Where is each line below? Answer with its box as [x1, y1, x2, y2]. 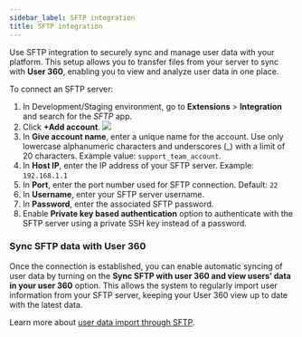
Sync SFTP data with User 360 [9, 240, 146, 253]
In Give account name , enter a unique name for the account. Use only [22, 130, 284, 141]
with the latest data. [9, 299, 83, 310]
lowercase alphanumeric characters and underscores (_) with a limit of [22, 140, 286, 151]
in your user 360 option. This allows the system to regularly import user [9, 280, 278, 291]
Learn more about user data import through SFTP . [9, 316, 195, 327]
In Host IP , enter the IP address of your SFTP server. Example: [22, 159, 255, 170]
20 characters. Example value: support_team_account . [22, 150, 222, 161]
